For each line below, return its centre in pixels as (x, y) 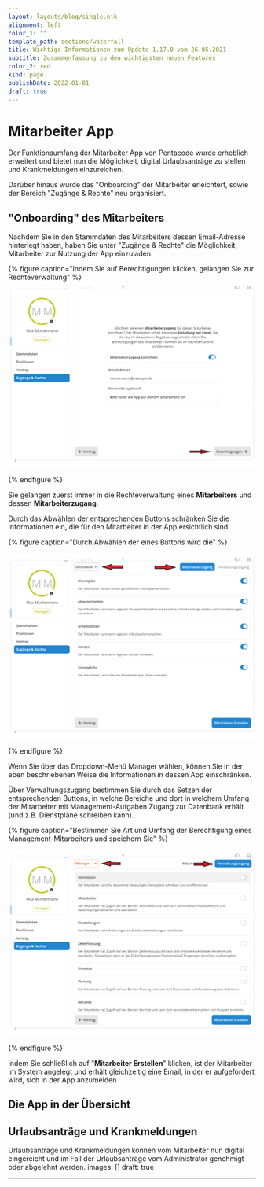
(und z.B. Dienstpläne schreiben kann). (71, 815)
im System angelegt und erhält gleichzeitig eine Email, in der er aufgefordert (132, 1071)
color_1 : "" (27, 33)
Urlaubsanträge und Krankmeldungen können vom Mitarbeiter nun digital (126, 1150)
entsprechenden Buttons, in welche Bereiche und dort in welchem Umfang (129, 798)
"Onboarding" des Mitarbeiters (86, 217)
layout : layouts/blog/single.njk (63, 17)
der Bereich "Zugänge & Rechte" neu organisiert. (87, 194)
